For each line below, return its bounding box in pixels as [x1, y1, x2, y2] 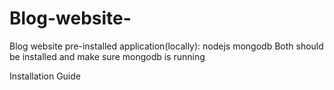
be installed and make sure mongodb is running [9, 50, 206, 62]
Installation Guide [9, 70, 81, 82]
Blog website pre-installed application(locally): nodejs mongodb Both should [9, 40, 324, 52]
